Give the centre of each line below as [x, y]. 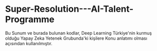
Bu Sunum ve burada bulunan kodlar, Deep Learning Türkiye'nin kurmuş [78, 33]
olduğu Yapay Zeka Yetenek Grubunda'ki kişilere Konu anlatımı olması [76, 38]
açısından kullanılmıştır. [29, 43]
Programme [30, 19]
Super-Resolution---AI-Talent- [69, 9]
